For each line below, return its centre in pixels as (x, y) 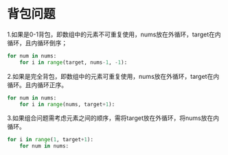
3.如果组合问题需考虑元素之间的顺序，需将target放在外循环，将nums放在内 (113, 118)
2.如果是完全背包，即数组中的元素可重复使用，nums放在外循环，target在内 (113, 76)
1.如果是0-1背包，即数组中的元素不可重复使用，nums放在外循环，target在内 (114, 34)
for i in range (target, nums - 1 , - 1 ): (73, 62)
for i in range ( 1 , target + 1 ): (50, 140)
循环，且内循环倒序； (37, 43)
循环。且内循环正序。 (37, 85)
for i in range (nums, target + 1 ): (67, 104)
